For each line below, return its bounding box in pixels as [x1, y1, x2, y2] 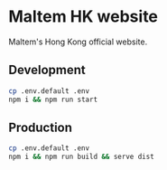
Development [8, 62, 87, 78]
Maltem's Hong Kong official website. [8, 36, 148, 47]
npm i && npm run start [8, 95, 98, 104]
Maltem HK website [8, 6, 159, 27]
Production [8, 119, 73, 135]
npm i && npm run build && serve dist [8, 152, 154, 162]
